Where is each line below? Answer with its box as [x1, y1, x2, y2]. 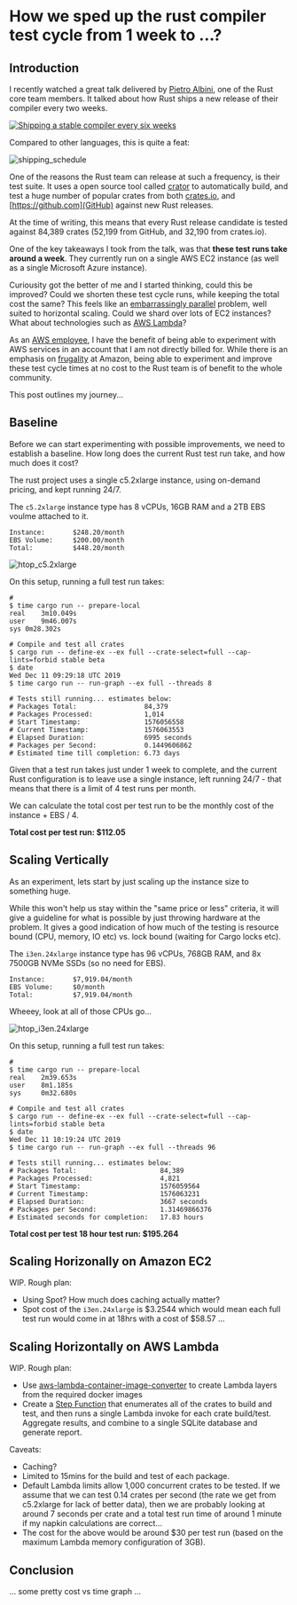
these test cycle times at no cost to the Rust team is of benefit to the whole [9, 363, 283, 374]
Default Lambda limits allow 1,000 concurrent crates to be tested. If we [21, 1480, 281, 1491]
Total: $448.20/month [9, 543, 125, 552]
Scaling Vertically [9, 853, 109, 868]
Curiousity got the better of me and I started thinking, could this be [9, 279, 254, 290]
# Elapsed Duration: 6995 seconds [9, 733, 192, 742]
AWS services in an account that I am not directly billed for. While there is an [9, 344, 288, 354]
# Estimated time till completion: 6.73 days [9, 748, 180, 758]
